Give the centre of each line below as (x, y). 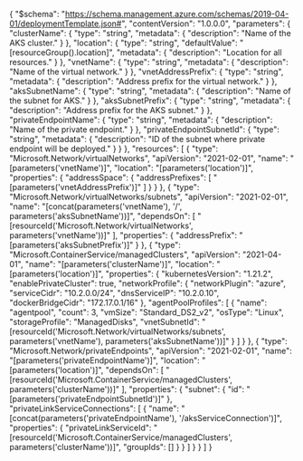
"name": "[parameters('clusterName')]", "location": (120, 264)
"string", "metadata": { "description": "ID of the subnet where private (137, 139)
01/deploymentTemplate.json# (66, 24)
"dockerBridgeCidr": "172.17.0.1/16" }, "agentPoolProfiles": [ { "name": (138, 303)
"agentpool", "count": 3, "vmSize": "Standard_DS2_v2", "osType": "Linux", (147, 312)
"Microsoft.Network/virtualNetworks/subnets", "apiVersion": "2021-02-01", (149, 197)
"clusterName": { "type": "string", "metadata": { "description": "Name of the (150, 33)
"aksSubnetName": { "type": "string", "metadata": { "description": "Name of (150, 91)
